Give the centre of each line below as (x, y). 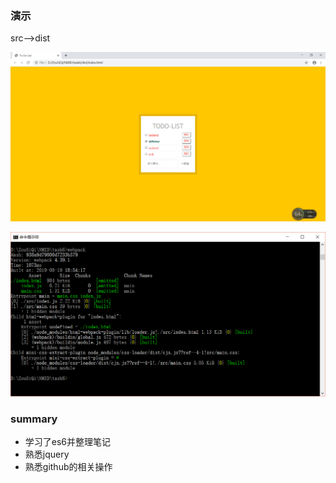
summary (34, 419)
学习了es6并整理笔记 (68, 442)
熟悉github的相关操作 (68, 467)
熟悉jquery (47, 454)
